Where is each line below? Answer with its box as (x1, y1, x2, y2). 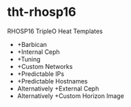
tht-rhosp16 (7, 4, 77, 20)
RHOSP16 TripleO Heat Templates (7, 27, 103, 35)
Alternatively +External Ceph (17, 84, 99, 93)
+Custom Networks (17, 62, 73, 70)
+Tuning (17, 55, 41, 63)
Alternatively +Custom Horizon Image (17, 91, 124, 100)
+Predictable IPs (17, 70, 64, 78)
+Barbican (17, 40, 47, 48)
